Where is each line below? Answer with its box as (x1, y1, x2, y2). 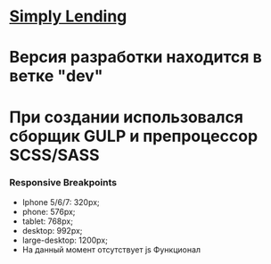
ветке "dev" (9, 66, 103, 87)
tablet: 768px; (21, 216, 74, 227)
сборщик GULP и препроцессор (9, 126, 259, 146)
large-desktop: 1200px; (21, 235, 109, 245)
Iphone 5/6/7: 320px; (21, 196, 100, 207)
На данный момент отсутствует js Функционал (21, 243, 201, 255)
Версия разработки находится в (9, 47, 263, 68)
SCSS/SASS (9, 144, 100, 165)
